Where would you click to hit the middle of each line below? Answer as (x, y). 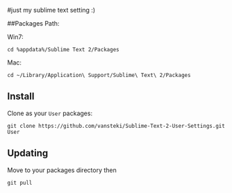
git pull (20, 183)
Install (21, 96)
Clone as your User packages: (50, 113)
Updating (28, 153)
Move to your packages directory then (62, 170)
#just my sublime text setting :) (51, 10)
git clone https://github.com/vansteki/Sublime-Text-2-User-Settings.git (116, 126)
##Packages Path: (33, 23)
